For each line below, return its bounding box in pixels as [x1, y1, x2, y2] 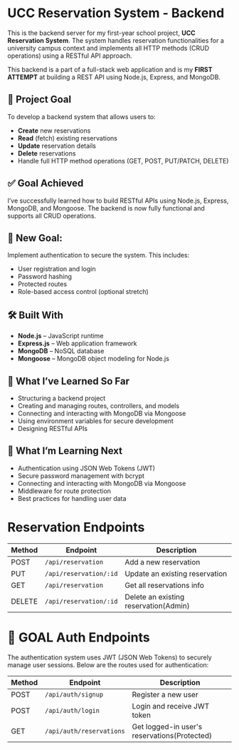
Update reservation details [17, 141, 96, 150]
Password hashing [17, 273, 73, 281]
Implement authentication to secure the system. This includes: [7, 251, 190, 260]
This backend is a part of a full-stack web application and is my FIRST [7, 65, 213, 74]
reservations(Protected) [132, 730, 212, 740]
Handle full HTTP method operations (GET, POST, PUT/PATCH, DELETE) [17, 156, 229, 165]
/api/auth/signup [45, 690, 104, 699]
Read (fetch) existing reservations [17, 133, 117, 142]
